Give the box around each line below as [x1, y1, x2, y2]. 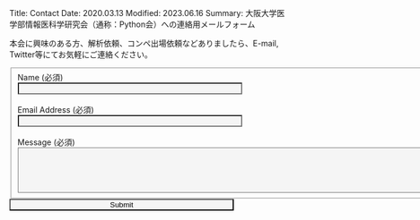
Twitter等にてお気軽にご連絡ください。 [9, 49, 153, 60]
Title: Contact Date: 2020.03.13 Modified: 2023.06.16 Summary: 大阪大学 [9, 8, 277, 18]
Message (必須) [17, 137, 75, 148]
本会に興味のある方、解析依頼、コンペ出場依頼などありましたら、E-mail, [9, 38, 279, 48]
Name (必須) [17, 72, 64, 82]
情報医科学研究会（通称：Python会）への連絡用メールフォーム [24, 19, 256, 30]
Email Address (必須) [17, 104, 94, 114]
